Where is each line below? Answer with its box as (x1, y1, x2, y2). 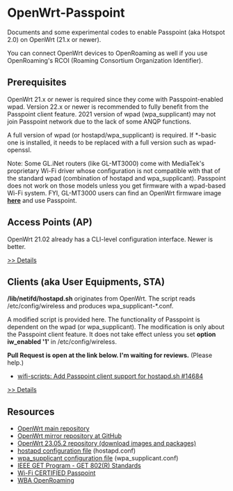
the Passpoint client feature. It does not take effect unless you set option (7, 330, 216, 339)
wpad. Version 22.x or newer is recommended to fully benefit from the (7, 103, 209, 111)
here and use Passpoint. (7, 196, 77, 204)
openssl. (7, 145, 32, 154)
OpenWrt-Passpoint (7, 5, 125, 21)
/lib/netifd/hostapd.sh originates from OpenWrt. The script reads (7, 294, 196, 303)
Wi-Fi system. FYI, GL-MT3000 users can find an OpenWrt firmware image (7, 188, 222, 197)
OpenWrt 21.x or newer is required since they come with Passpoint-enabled (7, 95, 224, 103)
